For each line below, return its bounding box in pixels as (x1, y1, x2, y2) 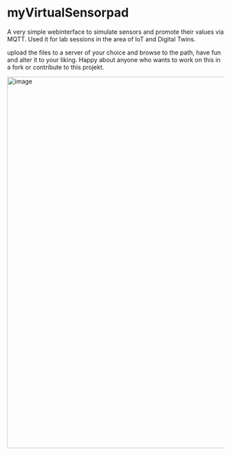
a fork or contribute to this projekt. (7, 63, 104, 71)
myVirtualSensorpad (7, 5, 129, 21)
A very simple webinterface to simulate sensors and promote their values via (7, 28, 224, 36)
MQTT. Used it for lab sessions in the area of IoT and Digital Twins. (7, 34, 196, 43)
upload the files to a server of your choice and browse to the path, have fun (7, 48, 221, 57)
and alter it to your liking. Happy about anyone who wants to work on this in (7, 55, 221, 63)
